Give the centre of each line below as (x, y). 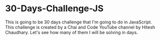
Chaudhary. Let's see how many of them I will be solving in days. (72, 32)
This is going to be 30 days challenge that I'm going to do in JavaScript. (79, 22)
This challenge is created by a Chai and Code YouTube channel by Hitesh (80, 27)
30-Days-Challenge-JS (54, 9)
